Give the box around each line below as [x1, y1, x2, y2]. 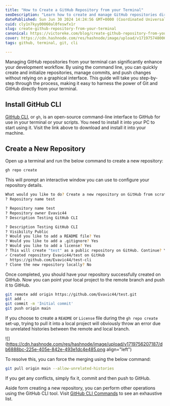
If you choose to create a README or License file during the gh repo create [5, 315, 158, 321]
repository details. [5, 182, 43, 188]
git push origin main [5, 306, 51, 311]
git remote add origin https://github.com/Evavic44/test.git [5, 292, 137, 297]
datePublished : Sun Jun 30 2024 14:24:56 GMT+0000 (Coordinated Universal [5, 17, 166, 22]
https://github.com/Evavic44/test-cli [10, 257, 92, 262]
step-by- [139, 74, 158, 81]
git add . [5, 297, 26, 302]
